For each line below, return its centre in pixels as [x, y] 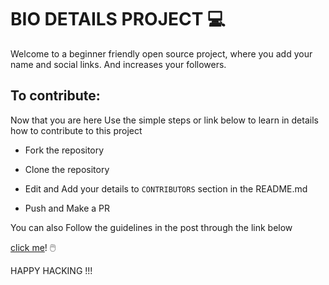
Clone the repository [67, 169]
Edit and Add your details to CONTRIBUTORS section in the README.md [166, 188]
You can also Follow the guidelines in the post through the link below [151, 227]
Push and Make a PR [67, 208]
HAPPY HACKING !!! [51, 270]
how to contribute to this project [76, 130]
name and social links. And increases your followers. [118, 64]
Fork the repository [64, 150]
